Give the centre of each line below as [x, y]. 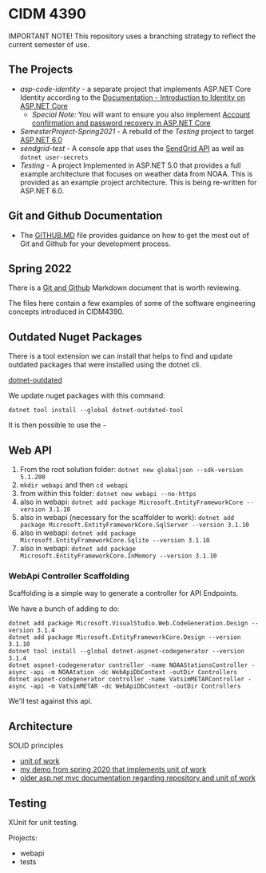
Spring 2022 [40, 268]
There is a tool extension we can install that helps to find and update [121, 356]
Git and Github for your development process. [95, 244]
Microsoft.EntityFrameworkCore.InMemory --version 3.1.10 [118, 556]
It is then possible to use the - [57, 425]
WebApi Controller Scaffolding [69, 576]
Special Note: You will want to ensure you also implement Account [141, 114]
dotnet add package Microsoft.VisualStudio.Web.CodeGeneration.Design [128, 624]
